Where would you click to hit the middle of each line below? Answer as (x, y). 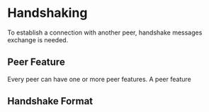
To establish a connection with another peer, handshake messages (105, 32)
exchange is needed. (38, 39)
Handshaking (47, 13)
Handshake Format (50, 101)
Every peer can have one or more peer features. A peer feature (99, 79)
